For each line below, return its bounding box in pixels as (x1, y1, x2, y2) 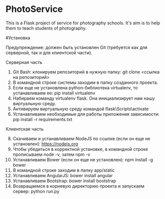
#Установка (5, 35, 30, 41)
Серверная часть (5, 59, 43, 65)
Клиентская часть (5, 126, 44, 132)
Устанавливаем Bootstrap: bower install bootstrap (12, 178, 116, 184)
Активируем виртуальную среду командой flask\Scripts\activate (12, 106, 149, 112)
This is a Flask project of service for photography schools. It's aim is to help (5, 20, 161, 26)
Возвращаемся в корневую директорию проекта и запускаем (12, 183, 145, 189)
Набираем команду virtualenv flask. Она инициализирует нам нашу (12, 95, 155, 101)
